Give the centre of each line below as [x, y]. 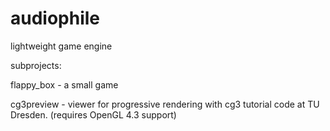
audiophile [55, 18]
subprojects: [36, 65]
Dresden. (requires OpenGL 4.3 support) [93, 114]
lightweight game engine [61, 46]
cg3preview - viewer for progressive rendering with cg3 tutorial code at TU [165, 104]
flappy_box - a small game [64, 84]
